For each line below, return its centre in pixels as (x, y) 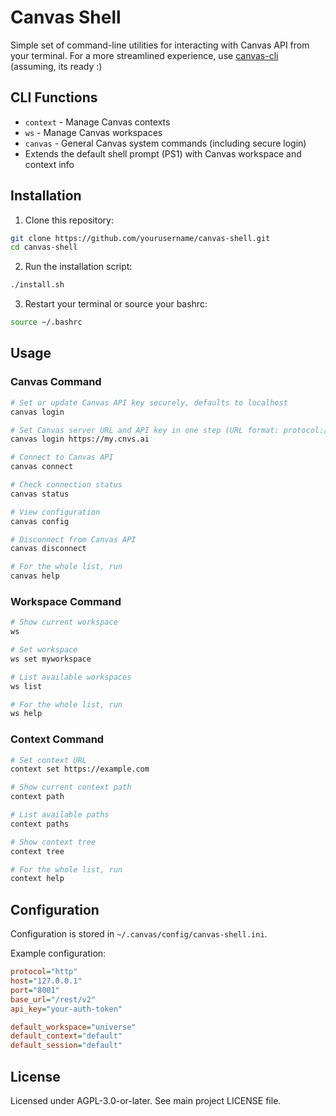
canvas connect (42, 467)
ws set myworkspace (51, 659)
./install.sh (37, 285)
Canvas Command (56, 382)
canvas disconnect (48, 549)
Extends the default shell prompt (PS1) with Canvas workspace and (163, 153)
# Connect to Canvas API (62, 457)
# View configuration (55, 512)
